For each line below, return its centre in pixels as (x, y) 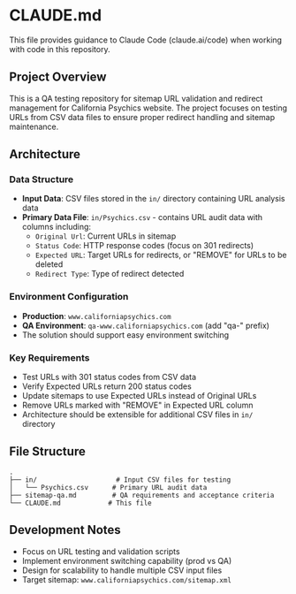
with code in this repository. (60, 49)
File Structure (47, 452)
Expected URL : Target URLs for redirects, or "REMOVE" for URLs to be (161, 255)
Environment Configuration (69, 297)
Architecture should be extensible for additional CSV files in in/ (137, 415)
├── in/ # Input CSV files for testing (120, 480)
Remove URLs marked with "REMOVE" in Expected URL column (137, 405)
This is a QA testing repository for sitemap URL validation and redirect (136, 98)
